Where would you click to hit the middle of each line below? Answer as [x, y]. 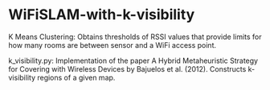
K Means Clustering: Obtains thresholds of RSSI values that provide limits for [135, 37]
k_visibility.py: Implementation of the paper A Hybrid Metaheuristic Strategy [133, 61]
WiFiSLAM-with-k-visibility [102, 15]
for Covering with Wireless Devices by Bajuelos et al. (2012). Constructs [127, 68]
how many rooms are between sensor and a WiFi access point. [112, 45]
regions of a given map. [76, 77]
